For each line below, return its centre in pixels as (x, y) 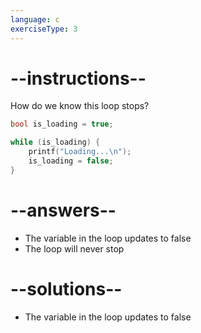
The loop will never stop (74, 248)
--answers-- (63, 210)
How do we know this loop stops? (80, 106)
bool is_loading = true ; (62, 124)
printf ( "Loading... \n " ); (80, 152)
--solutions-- (66, 288)
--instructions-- (78, 78)
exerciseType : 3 (44, 29)
